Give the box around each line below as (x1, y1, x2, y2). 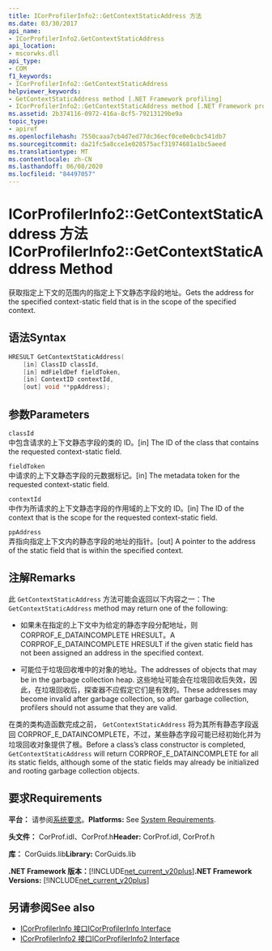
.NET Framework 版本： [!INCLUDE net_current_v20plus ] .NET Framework (8, 866, 253, 876)
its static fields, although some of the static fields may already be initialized (8, 757, 259, 767)
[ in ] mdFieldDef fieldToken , (23, 368, 121, 376)
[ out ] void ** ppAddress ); (23, 383, 111, 392)
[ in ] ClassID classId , (23, 360, 100, 369)
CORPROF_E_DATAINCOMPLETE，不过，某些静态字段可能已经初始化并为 (17, 729, 261, 739)
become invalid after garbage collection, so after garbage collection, (19, 694, 249, 704)
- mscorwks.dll (8, 49, 60, 58)
